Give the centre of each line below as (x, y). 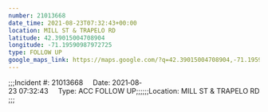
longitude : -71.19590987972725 (60, 45)
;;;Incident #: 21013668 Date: (59, 82)
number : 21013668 (37, 15)
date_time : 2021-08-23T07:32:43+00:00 (73, 23)
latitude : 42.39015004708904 (57, 38)
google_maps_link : (39, 60)
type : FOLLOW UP (35, 52)
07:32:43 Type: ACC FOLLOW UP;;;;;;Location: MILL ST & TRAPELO (134, 91)
